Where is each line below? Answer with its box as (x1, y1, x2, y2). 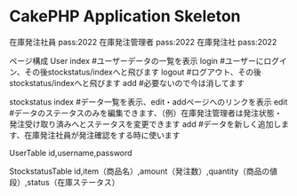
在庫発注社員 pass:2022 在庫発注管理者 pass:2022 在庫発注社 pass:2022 (9, 36, 277, 47)
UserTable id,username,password (9, 147, 132, 158)
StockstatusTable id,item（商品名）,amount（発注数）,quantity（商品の (9, 166, 270, 176)
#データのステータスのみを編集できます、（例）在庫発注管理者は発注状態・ (9, 107, 283, 118)
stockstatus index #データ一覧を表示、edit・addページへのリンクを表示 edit (9, 96, 288, 107)
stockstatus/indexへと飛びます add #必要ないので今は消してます (9, 77, 245, 88)
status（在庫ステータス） (27, 176, 120, 187)
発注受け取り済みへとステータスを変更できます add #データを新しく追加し (9, 118, 282, 129)
